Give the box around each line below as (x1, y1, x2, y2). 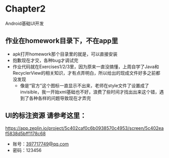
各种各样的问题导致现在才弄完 (29, 95, 91, 101)
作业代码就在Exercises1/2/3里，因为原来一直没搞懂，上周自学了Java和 (12, 64, 159, 70)
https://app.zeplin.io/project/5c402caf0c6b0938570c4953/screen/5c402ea (5, 125, 164, 131)
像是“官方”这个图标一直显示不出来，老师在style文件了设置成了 (20, 82, 149, 88)
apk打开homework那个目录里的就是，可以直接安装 (12, 51, 118, 57)
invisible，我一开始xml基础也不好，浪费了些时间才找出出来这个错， (20, 89, 160, 95)
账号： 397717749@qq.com (12, 141, 69, 147)
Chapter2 (5, 3, 46, 15)
